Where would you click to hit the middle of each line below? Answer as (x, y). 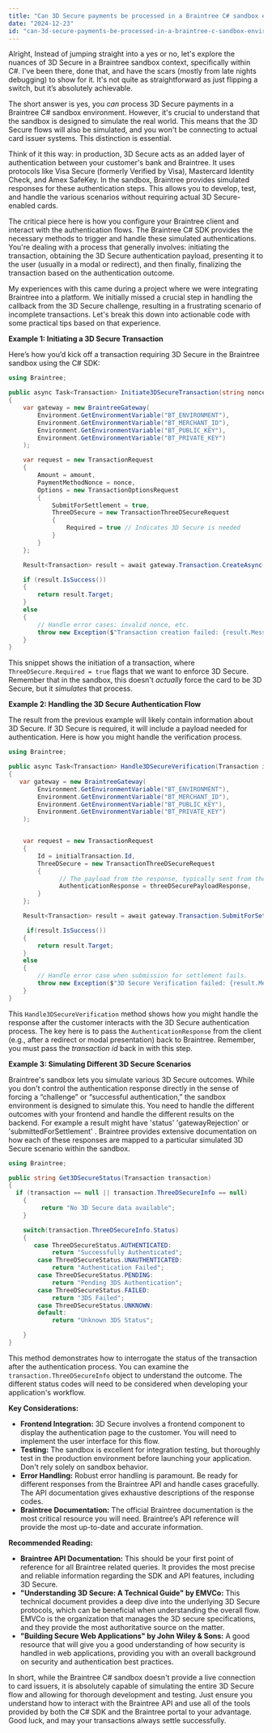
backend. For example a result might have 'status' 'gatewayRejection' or (129, 1122)
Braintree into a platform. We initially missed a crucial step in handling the (131, 297)
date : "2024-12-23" (41, 23)
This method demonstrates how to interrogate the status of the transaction (133, 1358)
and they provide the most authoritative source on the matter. (122, 1627)
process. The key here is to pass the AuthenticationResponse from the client (135, 1031)
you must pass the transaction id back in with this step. (100, 1048)
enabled (22, 206)
